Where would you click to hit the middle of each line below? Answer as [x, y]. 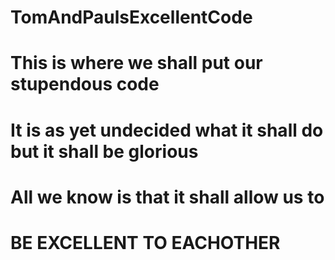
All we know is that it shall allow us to [167, 197]
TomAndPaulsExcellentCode [131, 17]
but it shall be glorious [104, 151]
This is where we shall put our [136, 63]
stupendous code [85, 84]
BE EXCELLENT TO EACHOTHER [145, 242]
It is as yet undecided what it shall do [167, 130]
